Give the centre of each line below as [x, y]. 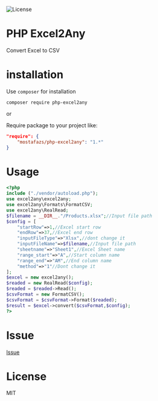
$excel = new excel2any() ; [40, 277]
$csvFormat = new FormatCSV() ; [46, 295]
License [27, 376]
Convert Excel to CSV [33, 50]
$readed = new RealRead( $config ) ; [50, 283]
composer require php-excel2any [47, 103]
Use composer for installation [41, 91]
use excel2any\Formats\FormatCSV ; [50, 205]
